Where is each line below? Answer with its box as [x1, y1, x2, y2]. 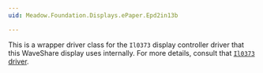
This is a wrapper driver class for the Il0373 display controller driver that [8, 40, 245, 49]
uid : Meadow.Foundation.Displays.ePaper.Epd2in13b [8, 11, 178, 20]
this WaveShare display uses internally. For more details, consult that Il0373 [8, 48, 255, 57]
